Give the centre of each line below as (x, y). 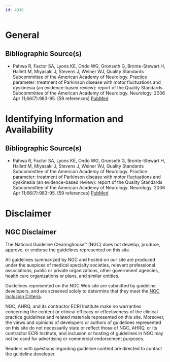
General (22, 35)
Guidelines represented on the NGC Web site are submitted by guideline (80, 285)
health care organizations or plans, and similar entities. (62, 276)
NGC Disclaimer (31, 232)
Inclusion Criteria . (24, 296)
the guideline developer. (30, 354)
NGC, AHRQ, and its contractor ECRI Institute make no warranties (73, 306)
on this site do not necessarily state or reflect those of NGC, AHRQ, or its (81, 327)
